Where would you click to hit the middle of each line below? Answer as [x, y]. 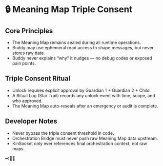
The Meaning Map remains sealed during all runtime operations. [76, 42]
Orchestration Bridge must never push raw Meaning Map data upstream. [85, 138]
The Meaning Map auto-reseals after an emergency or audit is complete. [85, 106]
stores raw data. [29, 53]
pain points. [24, 63]
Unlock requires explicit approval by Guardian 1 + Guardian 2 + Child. [81, 90]
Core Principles [29, 31]
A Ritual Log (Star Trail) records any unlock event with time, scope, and [83, 95]
